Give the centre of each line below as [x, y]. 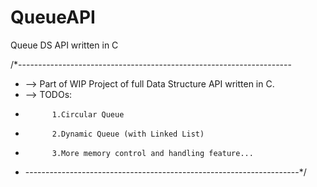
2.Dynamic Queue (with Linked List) [128, 134]
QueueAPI [53, 17]
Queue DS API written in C [64, 45]
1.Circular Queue [88, 114]
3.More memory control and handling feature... [152, 153]
